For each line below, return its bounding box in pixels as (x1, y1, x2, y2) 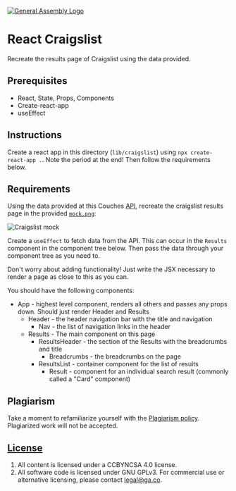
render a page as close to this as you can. (7, 273, 129, 281)
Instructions (7, 129, 62, 141)
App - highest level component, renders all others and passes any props (17, 300, 228, 309)
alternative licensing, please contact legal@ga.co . (17, 476, 163, 484)
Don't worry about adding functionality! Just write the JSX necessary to (7, 265, 216, 274)
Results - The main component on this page (27, 330, 156, 338)
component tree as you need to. (7, 251, 101, 260)
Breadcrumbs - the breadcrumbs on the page (49, 352, 182, 361)
